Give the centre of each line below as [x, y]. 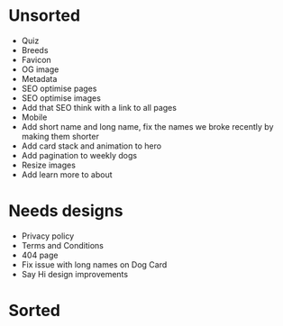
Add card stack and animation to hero [91, 146]
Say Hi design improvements [74, 274]
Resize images [48, 165]
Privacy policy [48, 236]
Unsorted [45, 16]
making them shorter [60, 136]
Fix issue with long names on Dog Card [94, 264]
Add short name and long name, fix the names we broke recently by [147, 126]
